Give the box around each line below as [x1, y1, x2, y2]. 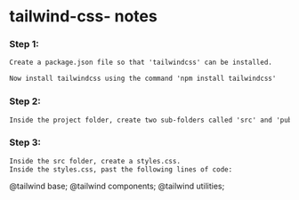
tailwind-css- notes [9, 6, 158, 27]
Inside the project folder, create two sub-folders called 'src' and [9, 116, 273, 124]
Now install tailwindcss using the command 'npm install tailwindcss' [9, 74, 277, 84]
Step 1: [9, 38, 39, 51]
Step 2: [9, 95, 42, 108]
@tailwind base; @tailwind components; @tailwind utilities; [9, 180, 225, 192]
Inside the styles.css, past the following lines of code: [9, 164, 233, 174]
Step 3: [9, 136, 42, 148]
